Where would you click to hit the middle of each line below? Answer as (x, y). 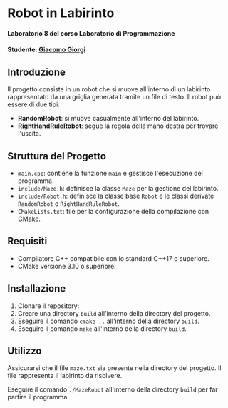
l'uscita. (29, 134)
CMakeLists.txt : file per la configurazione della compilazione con (113, 211)
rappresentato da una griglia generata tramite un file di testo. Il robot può (114, 97)
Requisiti (27, 241)
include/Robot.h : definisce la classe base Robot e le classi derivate (116, 196)
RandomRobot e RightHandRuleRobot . (68, 204)
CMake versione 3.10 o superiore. (67, 266)
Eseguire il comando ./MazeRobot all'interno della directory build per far (113, 389)
